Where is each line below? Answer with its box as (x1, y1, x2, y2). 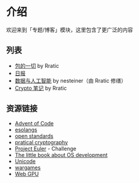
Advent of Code (14, 119, 54, 127)
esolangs (14, 126, 37, 133)
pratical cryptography (14, 138, 68, 146)
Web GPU (14, 170, 39, 177)
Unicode (14, 157, 36, 165)
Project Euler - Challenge (14, 145, 77, 152)
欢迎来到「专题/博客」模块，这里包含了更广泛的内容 (6, 26, 134, 33)
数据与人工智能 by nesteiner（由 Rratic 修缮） (14, 77, 127, 84)
